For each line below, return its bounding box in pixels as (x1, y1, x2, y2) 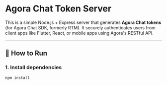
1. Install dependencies (5, 64, 62, 71)
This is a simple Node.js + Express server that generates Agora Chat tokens (5, 19, 162, 25)
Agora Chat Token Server (5, 3, 112, 14)
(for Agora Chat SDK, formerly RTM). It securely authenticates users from (5, 24, 156, 30)
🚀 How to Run (5, 49, 48, 58)
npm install (5, 75, 30, 80)
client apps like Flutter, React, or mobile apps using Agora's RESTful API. (5, 30, 154, 36)
